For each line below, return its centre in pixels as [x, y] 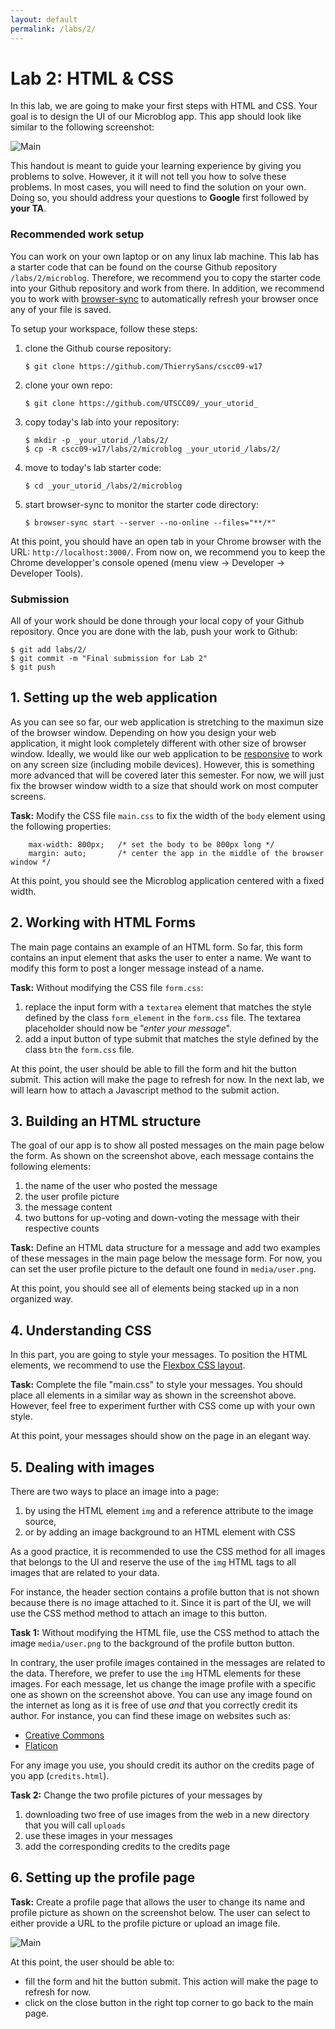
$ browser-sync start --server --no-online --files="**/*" [150, 522]
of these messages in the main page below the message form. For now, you [166, 1258]
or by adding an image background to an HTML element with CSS [160, 1532]
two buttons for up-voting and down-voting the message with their [162, 1218]
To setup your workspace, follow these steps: [104, 328]
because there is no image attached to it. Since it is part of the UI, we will [161, 1603]
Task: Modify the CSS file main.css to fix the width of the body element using [168, 815]
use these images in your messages [98, 1836]
